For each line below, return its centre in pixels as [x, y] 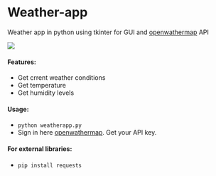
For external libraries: [40, 149]
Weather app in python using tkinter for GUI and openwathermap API [108, 32]
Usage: [18, 109]
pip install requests [49, 165]
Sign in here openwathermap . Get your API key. [87, 133]
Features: [22, 62]
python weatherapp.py [49, 125]
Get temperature [42, 86]
